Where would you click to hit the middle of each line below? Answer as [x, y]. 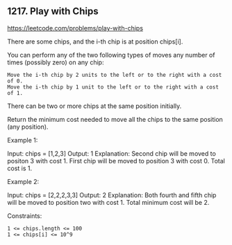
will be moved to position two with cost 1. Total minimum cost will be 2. [108, 202]
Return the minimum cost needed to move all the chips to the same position [115, 119]
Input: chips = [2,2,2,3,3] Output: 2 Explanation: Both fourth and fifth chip [112, 195]
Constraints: [25, 216]
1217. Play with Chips [53, 11]
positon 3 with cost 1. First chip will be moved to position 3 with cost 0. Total [116, 161]
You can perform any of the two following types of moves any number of [111, 55]
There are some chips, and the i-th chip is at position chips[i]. [95, 42]
